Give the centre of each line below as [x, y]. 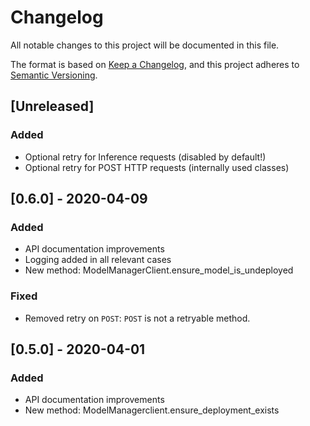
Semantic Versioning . [54, 75]
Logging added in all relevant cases [98, 260]
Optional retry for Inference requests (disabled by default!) [145, 157]
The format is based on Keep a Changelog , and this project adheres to [155, 64]
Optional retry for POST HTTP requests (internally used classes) [157, 167]
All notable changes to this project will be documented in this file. [145, 45]
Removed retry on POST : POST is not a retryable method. [137, 318]
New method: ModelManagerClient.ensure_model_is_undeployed [159, 270]
